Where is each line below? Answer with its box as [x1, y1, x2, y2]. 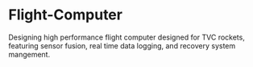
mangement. [8, 49, 51, 59]
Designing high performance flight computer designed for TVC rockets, [8, 32, 246, 42]
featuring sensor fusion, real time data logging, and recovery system [8, 40, 236, 50]
